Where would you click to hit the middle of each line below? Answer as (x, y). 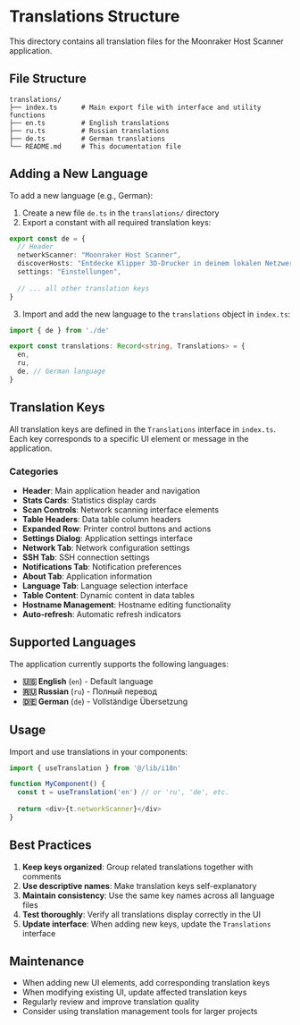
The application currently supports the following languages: (119, 664)
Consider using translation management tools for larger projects (140, 1012)
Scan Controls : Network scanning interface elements (121, 509)
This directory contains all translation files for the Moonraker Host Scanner (146, 41)
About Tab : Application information (87, 576)
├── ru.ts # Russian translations (89, 131)
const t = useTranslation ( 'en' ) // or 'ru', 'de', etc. (123, 792)
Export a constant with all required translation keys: (117, 222)
